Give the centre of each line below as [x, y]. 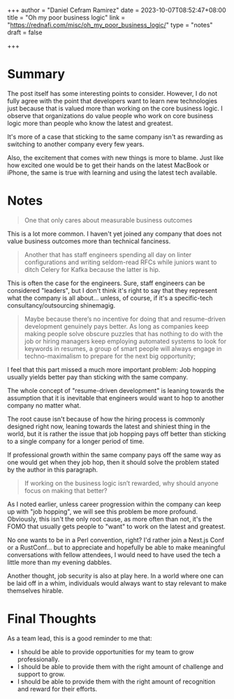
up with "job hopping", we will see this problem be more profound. [102, 511]
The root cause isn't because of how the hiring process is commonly [106, 419]
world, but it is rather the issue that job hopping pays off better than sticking [117, 433]
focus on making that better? [66, 490]
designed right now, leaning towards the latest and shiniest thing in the [109, 426]
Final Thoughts [52, 619]
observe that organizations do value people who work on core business [110, 115]
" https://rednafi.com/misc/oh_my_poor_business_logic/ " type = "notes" [110, 25]
